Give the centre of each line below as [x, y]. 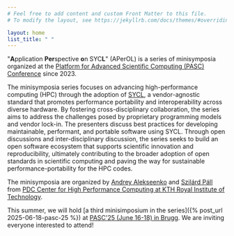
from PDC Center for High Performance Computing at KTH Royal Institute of [116, 189]
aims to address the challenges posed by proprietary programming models [115, 117]
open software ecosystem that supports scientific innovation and [100, 146]
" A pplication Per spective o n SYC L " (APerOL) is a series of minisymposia [111, 59]
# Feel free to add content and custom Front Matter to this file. [107, 14]
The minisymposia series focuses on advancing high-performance [103, 87]
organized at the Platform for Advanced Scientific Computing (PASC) [106, 66]
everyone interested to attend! [50, 225]
